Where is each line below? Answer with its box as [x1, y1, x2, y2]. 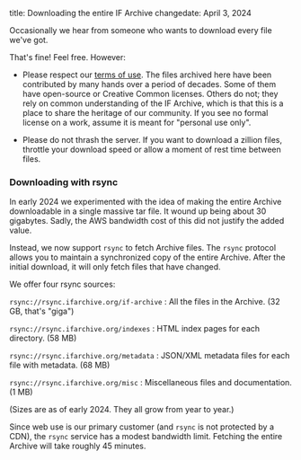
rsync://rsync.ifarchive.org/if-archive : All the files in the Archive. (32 [9, 296, 280, 307]
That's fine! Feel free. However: [9, 52, 126, 62]
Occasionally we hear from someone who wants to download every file [9, 25, 272, 35]
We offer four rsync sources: [9, 279, 116, 290]
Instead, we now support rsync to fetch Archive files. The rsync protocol [9, 243, 277, 253]
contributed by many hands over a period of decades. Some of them [22, 79, 277, 89]
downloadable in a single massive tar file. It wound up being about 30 [9, 206, 267, 217]
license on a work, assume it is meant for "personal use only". [22, 117, 252, 128]
